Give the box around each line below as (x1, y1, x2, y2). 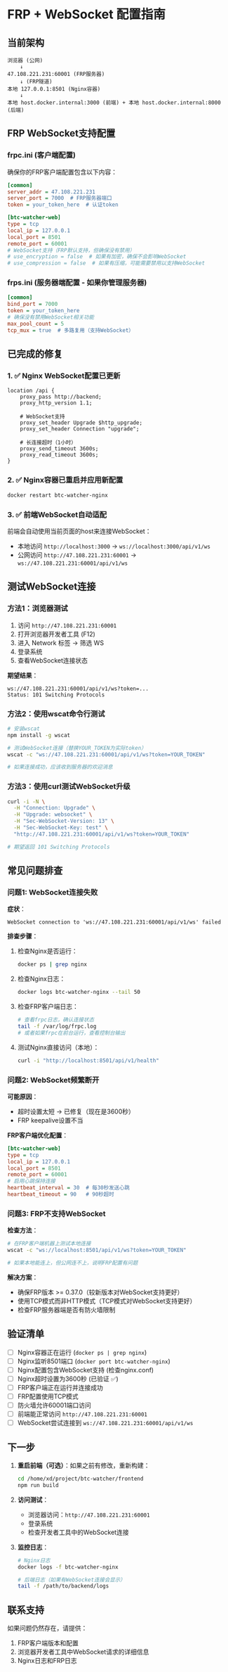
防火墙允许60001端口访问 (17, 1401, 91, 1410)
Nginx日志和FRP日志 (17, 1657, 77, 1665)
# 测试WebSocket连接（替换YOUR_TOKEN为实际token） (7, 744, 147, 751)
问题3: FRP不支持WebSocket (7, 1208, 107, 1218)
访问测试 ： (17, 1495, 49, 1504)
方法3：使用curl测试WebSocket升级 (7, 781, 131, 791)
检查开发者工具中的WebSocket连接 (27, 1528, 129, 1536)
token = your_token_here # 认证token (7, 201, 119, 208)
